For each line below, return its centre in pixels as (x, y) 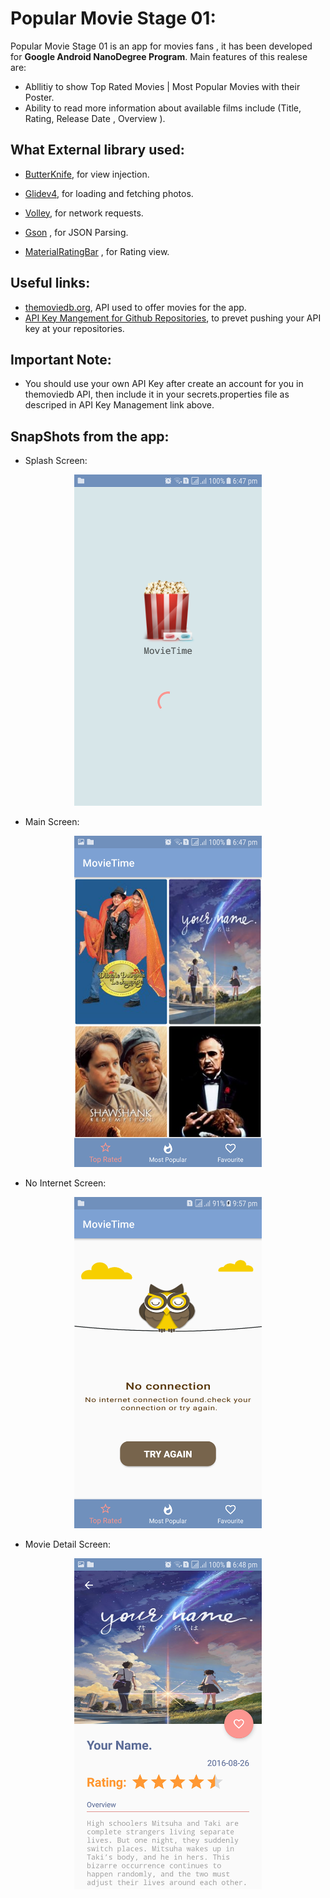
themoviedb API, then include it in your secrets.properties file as (157, 394)
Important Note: (61, 359)
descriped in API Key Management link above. (119, 405)
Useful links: (50, 283)
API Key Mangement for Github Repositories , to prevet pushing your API (173, 318)
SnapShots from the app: (90, 436)
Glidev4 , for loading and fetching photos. (109, 193)
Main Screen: (52, 822)
